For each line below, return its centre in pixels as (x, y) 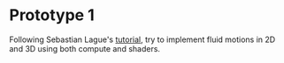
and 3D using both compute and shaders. (85, 48)
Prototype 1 (52, 15)
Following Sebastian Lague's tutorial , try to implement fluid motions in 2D (142, 39)
